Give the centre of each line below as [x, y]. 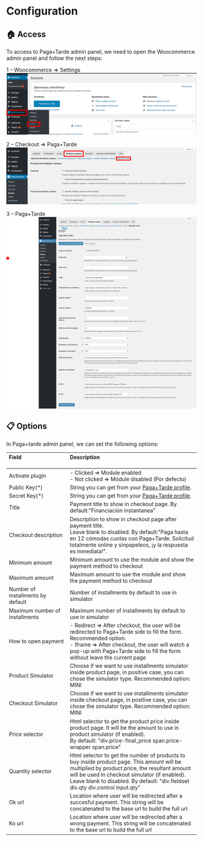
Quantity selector [30, 771]
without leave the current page [108, 657]
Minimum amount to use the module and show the [132, 559]
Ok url [16, 802]
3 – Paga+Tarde [26, 214]
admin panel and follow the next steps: [54, 58]
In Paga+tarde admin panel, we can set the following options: [82, 444]
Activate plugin [27, 476]
